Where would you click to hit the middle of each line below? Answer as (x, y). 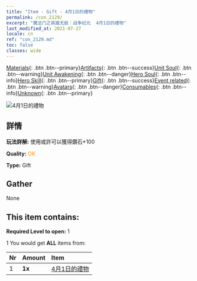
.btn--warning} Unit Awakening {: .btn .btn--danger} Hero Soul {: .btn (88, 74)
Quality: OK (21, 154)
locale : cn (20, 34)
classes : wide (24, 51)
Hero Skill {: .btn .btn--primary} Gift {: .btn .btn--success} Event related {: (104, 80)
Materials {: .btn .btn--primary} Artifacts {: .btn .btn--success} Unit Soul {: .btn (99, 68)
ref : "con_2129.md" (30, 39)
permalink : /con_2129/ (34, 17)
